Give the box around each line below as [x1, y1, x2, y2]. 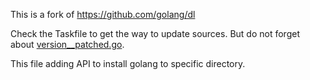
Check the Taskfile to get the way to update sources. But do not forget [10, 28, 300, 39]
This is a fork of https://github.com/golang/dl [10, 9, 196, 20]
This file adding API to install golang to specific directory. [10, 58, 246, 69]
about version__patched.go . [10, 39, 125, 50]
